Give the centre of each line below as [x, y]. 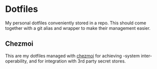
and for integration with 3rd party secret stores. [78, 61]
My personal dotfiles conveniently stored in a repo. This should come [76, 23]
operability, [17, 61]
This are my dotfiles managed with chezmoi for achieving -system [73, 56]
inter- [146, 56]
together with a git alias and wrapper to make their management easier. [78, 28]
